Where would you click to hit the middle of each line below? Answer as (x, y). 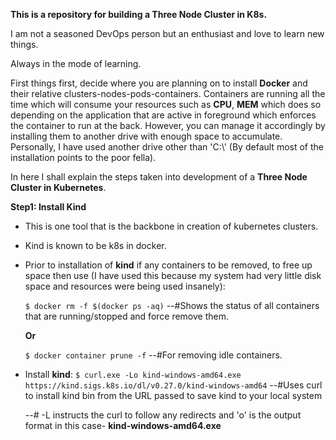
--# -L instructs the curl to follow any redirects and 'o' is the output (163, 415)
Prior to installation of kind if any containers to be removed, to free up (168, 265)
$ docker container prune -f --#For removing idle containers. (153, 355)
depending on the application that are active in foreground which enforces (163, 115)
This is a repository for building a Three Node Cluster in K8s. (139, 14)
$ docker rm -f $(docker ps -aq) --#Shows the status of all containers (172, 305)
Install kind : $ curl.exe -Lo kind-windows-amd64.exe (133, 374)
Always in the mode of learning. (76, 63)
